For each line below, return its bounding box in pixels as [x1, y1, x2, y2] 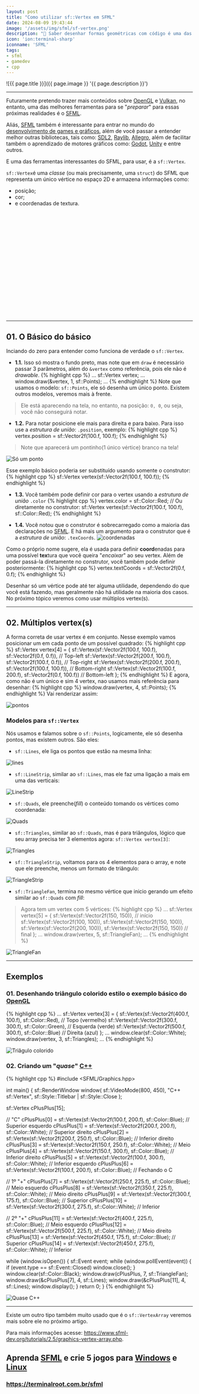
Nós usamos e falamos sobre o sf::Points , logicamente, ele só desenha [6, 730, 183, 737]
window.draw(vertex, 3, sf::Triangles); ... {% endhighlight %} [6, 1035, 154, 1042]
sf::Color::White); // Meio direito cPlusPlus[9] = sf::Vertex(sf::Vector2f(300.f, [6, 1190, 191, 1198]
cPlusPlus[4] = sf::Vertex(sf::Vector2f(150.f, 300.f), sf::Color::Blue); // [6, 1148, 175, 1155]
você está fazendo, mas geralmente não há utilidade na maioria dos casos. [6, 589, 189, 596]
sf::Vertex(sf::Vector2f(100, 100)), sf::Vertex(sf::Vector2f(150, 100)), [20, 918, 184, 926]
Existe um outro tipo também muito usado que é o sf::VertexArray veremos [6, 1312, 191, 1319]
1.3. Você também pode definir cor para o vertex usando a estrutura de [14, 491, 189, 498]
